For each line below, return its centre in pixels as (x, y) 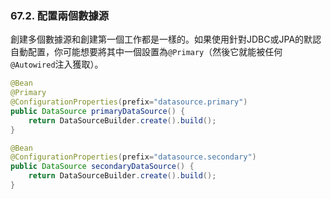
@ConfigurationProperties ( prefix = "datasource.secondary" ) (133, 157)
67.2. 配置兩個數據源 (60, 15)
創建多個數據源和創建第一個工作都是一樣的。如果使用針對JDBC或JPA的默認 (166, 39)
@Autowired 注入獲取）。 (57, 64)
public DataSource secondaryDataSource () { (102, 167)
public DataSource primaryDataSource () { (98, 111)
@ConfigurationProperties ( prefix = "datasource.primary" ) (129, 102)
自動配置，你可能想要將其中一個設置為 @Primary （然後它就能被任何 (146, 52)
